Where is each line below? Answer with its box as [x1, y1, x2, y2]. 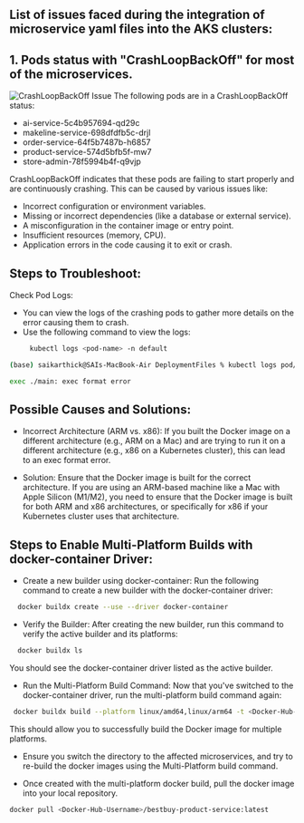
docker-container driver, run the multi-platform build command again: [22, 690, 282, 701]
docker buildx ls [17, 646, 83, 655]
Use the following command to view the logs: [22, 326, 192, 338]
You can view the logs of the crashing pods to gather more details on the [22, 307, 294, 318]
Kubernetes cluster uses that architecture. [22, 511, 180, 522]
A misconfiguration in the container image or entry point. [22, 220, 234, 231]
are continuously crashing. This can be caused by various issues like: [9, 183, 269, 194]
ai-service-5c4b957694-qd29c [22, 118, 140, 129]
